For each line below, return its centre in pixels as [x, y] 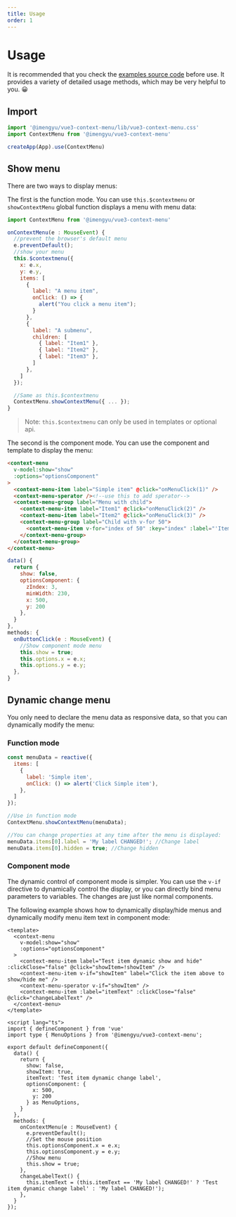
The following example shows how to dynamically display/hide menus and [114, 910]
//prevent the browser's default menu [71, 239]
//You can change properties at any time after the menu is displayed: [114, 835]
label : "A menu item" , [66, 291]
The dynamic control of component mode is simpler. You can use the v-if [114, 881]
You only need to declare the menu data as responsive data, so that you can [117, 717]
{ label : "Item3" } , [68, 357]
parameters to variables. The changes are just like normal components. [110, 896]
